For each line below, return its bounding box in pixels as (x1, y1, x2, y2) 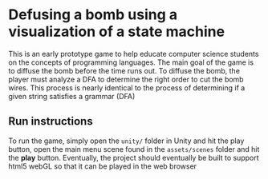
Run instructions (8, 114, 94, 129)
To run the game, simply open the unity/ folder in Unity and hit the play (8, 136, 245, 145)
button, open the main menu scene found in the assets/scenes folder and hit (8, 144, 260, 153)
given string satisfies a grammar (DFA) (8, 91, 136, 101)
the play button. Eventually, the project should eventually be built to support (8, 153, 259, 162)
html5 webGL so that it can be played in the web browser (8, 161, 197, 171)
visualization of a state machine (8, 22, 225, 41)
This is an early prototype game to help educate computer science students (8, 49, 259, 58)
